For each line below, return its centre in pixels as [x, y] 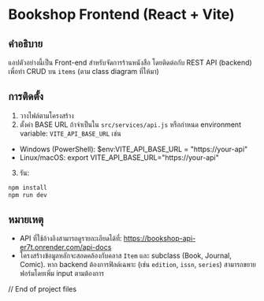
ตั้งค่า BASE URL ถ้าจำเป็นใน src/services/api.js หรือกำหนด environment [130, 124]
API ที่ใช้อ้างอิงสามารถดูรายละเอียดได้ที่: [71, 239]
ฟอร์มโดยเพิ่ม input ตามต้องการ [62, 273]
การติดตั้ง [26, 97]
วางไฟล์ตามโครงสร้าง [47, 115]
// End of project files [43, 289]
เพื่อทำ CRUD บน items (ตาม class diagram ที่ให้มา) [84, 71]
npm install [28, 188]
